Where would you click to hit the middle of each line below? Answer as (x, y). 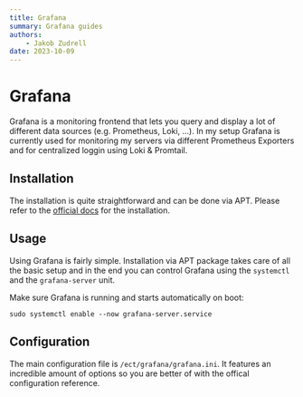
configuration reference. (55, 382)
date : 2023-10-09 (42, 52)
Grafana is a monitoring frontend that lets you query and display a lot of (142, 121)
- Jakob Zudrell (57, 43)
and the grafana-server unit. (62, 280)
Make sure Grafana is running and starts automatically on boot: (127, 297)
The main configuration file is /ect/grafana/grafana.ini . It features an (140, 363)
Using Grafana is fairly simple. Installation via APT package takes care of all (150, 260)
